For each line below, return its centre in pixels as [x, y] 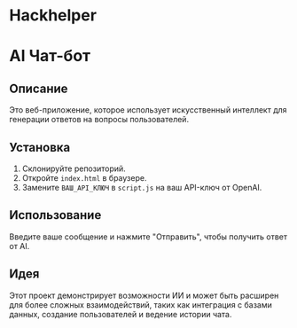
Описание [39, 88]
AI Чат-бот [50, 56]
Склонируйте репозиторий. [74, 168]
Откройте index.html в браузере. [84, 178]
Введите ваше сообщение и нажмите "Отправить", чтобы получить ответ [148, 237]
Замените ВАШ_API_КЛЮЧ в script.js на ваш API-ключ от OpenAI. [142, 187]
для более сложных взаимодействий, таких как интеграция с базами [141, 305]
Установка [40, 147]
